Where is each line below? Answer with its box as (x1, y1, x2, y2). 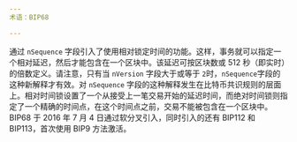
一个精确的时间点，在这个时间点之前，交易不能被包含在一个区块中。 (24, 101, 272, 111)
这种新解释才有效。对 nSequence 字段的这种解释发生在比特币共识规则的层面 (9, 78, 282, 89)
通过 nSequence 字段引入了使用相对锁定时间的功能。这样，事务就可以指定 (9, 46, 274, 56)
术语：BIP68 (9, 12, 49, 22)
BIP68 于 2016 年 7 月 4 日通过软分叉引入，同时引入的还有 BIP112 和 (9, 112, 256, 123)
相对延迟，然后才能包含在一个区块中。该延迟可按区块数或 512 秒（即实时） (16, 56, 286, 67)
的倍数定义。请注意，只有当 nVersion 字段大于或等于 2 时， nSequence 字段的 (9, 68, 281, 78)
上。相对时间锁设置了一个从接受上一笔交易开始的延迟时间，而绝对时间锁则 (9, 90, 280, 101)
